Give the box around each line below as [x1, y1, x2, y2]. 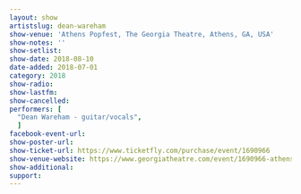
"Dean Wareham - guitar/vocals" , [17, 113, 142, 122]
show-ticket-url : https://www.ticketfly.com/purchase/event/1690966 [9, 146, 271, 155]
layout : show [9, 13, 58, 22]
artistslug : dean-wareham [9, 21, 106, 30]
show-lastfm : [9, 88, 58, 97]
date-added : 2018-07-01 [9, 63, 99, 72]
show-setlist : [9, 46, 63, 55]
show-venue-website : [9, 154, 87, 164]
